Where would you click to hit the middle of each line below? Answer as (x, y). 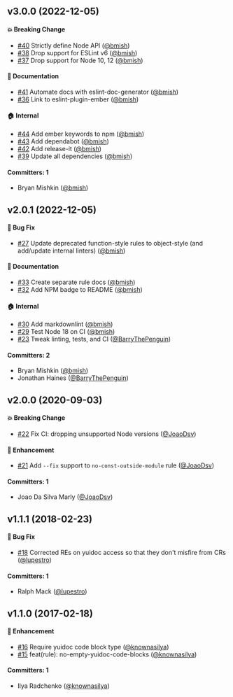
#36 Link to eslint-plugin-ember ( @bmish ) (78, 99)
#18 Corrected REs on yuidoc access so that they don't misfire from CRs (121, 552)
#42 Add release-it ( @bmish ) (59, 149)
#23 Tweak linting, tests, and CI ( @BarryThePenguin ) (94, 339)
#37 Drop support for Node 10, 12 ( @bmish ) (80, 60)
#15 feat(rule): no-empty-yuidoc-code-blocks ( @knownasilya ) (107, 654)
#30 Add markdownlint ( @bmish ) (65, 324)
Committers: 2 (29, 355)
